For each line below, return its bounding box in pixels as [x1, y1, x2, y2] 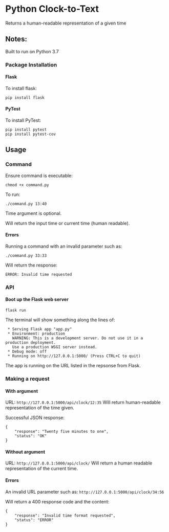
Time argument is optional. [5, 210, 62, 216]
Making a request [5, 375, 50, 383]
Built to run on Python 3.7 [5, 48, 59, 54]
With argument [5, 388, 38, 394]
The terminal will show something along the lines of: [5, 317, 115, 323]
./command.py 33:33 [5, 253, 47, 258]
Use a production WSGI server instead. [12, 345, 97, 350]
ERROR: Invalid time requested [5, 272, 72, 277]
